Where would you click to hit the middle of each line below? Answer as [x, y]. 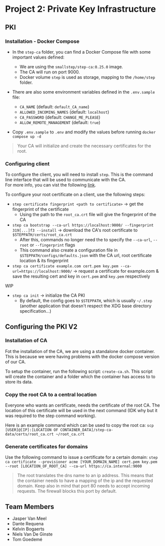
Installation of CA [26, 341]
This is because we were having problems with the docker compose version [82, 356]
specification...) [35, 311]
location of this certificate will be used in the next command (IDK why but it [81, 411]
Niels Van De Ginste [32, 534]
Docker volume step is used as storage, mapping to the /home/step [87, 77]
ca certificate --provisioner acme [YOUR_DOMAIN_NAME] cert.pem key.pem [81, 462]
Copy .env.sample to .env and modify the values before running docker [84, 132]
